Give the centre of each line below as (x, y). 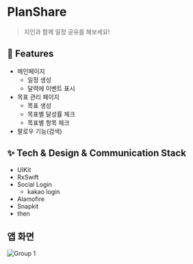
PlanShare (37, 12)
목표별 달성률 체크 (51, 114)
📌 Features (30, 54)
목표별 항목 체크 (48, 122)
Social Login (35, 184)
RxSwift (28, 177)
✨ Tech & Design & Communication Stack (97, 153)
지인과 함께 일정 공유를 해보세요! (67, 32)
